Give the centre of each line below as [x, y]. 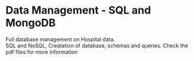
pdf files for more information [42, 52]
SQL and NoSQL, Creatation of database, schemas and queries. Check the [97, 46]
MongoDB [31, 23]
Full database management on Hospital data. [60, 39]
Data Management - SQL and [78, 10]
